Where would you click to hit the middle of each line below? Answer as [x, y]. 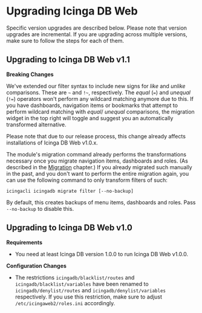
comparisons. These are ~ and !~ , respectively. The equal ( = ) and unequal [98, 92]
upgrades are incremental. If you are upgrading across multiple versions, [97, 34]
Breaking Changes [30, 74]
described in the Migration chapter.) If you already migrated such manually [99, 167]
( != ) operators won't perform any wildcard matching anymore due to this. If [100, 98]
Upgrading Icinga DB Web [72, 11]
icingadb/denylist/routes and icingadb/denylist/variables [90, 290]
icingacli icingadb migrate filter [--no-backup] [70, 191]
